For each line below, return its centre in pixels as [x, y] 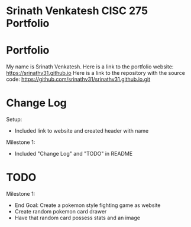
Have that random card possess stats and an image [77, 218]
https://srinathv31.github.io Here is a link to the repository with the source [96, 73]
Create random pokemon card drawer [61, 211]
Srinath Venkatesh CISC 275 [77, 11]
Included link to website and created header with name [82, 131]
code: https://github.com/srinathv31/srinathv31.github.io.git [78, 79]
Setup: [14, 120]
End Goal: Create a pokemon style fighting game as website [88, 205]
